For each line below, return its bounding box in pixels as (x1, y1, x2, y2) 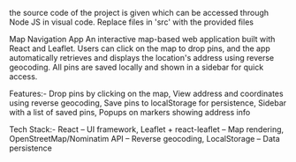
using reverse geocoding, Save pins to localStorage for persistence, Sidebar (9, 98, 287, 108)
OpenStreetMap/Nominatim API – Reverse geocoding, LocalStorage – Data (9, 134, 280, 144)
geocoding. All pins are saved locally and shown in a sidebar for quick (9, 62, 264, 72)
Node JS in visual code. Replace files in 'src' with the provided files (9, 17, 254, 27)
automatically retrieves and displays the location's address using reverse (9, 53, 275, 63)
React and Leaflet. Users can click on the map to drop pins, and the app (9, 43, 271, 54)
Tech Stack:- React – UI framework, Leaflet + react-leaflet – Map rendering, (9, 124, 285, 135)
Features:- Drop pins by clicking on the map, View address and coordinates (9, 88, 285, 99)
